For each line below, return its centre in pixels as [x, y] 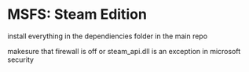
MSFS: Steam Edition [77, 14]
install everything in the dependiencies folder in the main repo [108, 36]
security [21, 59]
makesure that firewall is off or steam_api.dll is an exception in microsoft [124, 51]
